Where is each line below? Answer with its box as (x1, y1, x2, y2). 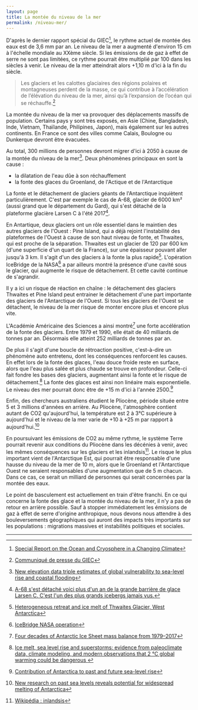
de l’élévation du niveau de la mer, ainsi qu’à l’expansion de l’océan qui (20, 92, 192, 99)
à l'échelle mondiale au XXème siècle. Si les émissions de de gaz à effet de (6, 50, 189, 57)
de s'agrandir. (6, 273, 40, 280)
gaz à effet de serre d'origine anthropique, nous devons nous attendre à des (6, 510, 192, 517)
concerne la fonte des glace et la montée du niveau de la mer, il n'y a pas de (6, 497, 192, 505)
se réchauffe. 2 (20, 99, 56, 106)
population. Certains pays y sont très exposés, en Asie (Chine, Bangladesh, (6, 117, 189, 124)
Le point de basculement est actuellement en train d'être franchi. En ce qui (6, 491, 187, 498)
